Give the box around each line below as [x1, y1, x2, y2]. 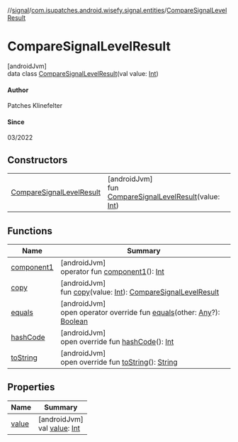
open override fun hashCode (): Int [59, 336, 174, 346]
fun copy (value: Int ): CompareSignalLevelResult [59, 287, 220, 297]
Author [7, 85, 29, 94]
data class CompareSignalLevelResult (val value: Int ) [7, 69, 159, 77]
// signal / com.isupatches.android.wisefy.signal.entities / [7, 6, 167, 14]
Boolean [59, 316, 89, 326]
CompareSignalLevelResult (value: [107, 192, 220, 201]
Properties [7, 381, 55, 393]
